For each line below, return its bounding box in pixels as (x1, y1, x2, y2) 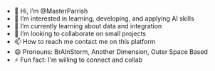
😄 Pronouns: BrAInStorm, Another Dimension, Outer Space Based (14, 48, 209, 56)
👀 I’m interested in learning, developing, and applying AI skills (14, 14, 194, 23)
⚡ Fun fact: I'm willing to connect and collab (14, 55, 143, 64)
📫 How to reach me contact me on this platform (14, 38, 156, 45)
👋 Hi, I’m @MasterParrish (14, 7, 88, 15)
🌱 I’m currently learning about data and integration (14, 22, 162, 30)
